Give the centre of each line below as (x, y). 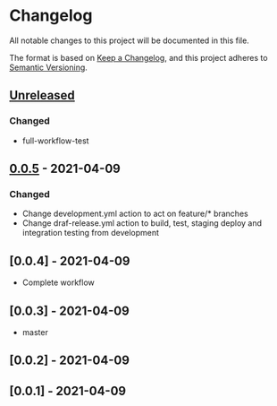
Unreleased (42, 95)
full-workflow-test (55, 141)
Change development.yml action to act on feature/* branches (135, 214)
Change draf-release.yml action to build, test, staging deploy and (142, 223)
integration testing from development (90, 233)
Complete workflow (59, 282)
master (35, 332)
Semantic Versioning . (48, 67)
